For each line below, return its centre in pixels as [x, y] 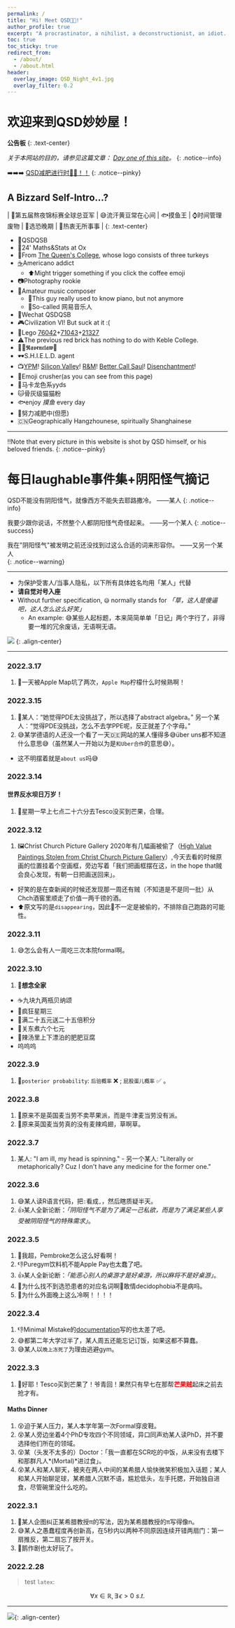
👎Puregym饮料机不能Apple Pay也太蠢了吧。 [82, 1264]
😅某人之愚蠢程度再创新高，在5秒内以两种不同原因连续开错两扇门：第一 [120, 1531]
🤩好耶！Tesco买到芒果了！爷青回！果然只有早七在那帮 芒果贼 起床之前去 [120, 1384]
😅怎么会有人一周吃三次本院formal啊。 [73, 950]
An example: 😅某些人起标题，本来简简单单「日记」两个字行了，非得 [126, 617]
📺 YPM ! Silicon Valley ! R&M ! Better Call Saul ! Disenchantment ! [107, 366]
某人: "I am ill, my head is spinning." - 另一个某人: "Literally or [105, 1159]
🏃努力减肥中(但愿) [43, 413]
